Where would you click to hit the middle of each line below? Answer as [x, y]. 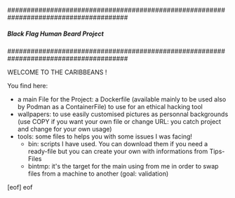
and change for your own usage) [65, 129]
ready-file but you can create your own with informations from [118, 151]
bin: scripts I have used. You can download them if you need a [118, 143]
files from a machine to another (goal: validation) [98, 174]
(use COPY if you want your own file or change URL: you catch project [119, 121]
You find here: [28, 85]
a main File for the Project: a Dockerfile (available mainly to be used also [122, 99]
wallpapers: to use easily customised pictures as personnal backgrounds [123, 114]
